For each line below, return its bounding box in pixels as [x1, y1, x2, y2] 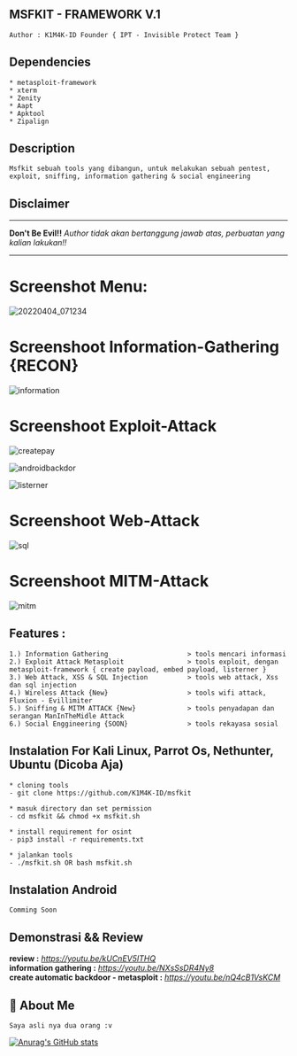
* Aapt [9, 101, 34, 110]
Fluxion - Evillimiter [9, 695, 93, 705]
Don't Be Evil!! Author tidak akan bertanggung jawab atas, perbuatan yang [9, 228, 286, 238]
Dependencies [9, 55, 91, 70]
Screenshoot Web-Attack [9, 511, 201, 531]
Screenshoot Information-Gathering [9, 337, 280, 357]
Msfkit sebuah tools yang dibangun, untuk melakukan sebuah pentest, [9, 164, 271, 174]
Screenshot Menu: [9, 276, 148, 297]
